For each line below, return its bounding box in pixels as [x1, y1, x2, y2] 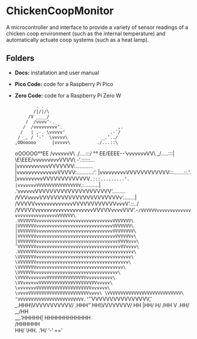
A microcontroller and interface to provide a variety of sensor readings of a [6, 24, 189, 31]
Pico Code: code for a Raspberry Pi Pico [14, 80, 114, 87]
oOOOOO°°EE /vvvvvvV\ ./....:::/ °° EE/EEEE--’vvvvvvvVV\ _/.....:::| [14, 149, 175, 157]
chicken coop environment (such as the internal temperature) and [6, 30, 166, 37]
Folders [6, 53, 35, 63]
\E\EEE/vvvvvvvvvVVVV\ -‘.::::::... [14, 156, 96, 163]
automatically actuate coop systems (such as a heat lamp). [6, 36, 149, 43]
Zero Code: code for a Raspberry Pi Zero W [14, 92, 122, 99]
